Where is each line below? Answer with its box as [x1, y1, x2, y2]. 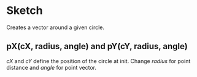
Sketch [6, 4, 43, 18]
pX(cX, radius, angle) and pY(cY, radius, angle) [6, 41, 188, 52]
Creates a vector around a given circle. [6, 24, 105, 31]
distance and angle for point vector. [6, 64, 97, 71]
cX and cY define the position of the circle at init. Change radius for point [6, 57, 191, 64]
